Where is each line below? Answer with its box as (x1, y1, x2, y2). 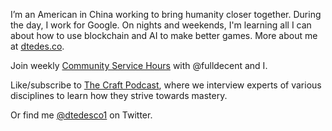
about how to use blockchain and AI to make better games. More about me (10, 30, 318, 41)
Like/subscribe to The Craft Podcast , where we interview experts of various (10, 79, 322, 91)
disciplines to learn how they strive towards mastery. (10, 90, 228, 101)
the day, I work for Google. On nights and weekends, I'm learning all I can (10, 19, 312, 31)
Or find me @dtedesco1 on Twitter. (10, 109, 153, 121)
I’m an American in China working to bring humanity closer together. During (10, 9, 322, 20)
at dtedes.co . (10, 40, 65, 52)
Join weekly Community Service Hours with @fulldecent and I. (10, 60, 268, 71)
